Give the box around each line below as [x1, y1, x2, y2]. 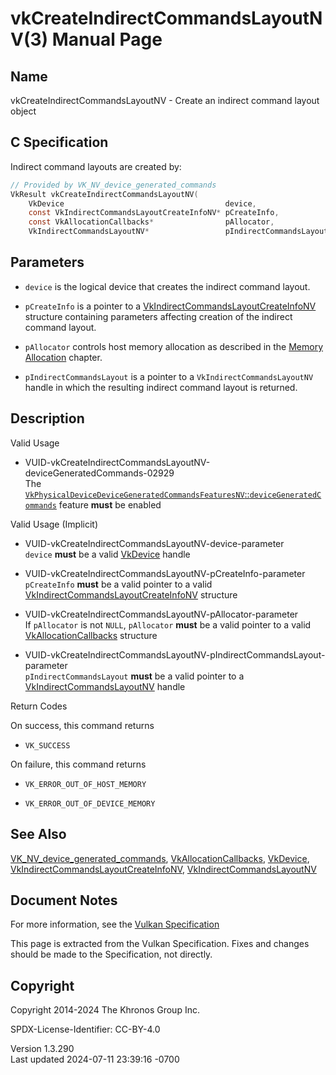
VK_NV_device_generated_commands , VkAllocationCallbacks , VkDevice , [10, 852, 310, 864]
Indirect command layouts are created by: [10, 160, 182, 172]
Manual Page [51, 28, 163, 51]
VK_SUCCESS [24, 740, 71, 751]
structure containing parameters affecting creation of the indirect [24, 310, 293, 322]
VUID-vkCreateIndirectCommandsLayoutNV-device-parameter [24, 537, 285, 549]
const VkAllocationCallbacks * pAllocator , [28, 217, 275, 227]
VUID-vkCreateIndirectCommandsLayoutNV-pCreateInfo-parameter [24, 567, 306, 579]
